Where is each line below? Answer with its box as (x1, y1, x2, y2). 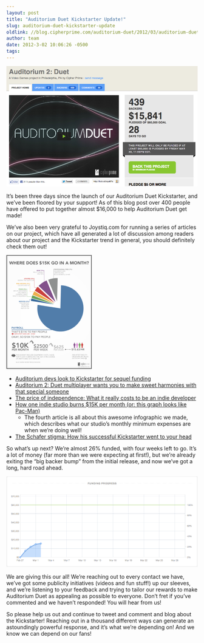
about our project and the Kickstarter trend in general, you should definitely (6, 236, 195, 243)
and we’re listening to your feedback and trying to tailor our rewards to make (6, 586, 198, 593)
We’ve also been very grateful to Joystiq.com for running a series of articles (6, 223, 197, 231)
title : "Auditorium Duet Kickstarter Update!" (6, 16, 126, 22)
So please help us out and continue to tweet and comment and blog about (6, 611, 192, 618)
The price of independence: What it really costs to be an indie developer (15, 394, 196, 401)
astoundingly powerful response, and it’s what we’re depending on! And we (6, 624, 195, 631)
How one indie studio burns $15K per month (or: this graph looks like (15, 401, 187, 408)
